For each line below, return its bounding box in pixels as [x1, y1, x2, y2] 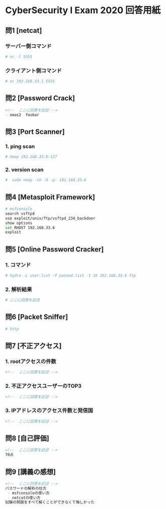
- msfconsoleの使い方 [7, 490, 50, 495]
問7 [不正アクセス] [5, 342, 62, 350]
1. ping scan [5, 143, 35, 150]
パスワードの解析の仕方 [5, 486, 47, 491]
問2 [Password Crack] [5, 94, 75, 103]
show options [5, 220, 33, 225]
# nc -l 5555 [5, 54, 33, 59]
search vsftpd [5, 211, 35, 216]
